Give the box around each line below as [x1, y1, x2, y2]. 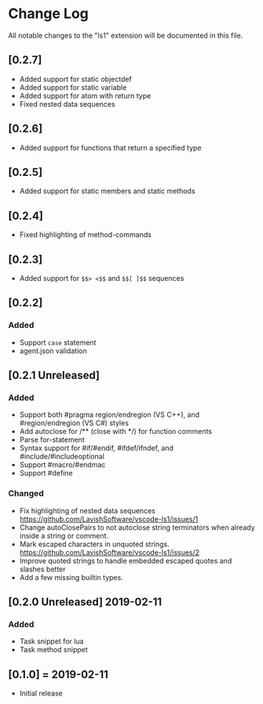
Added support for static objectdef [19, 74, 132, 83]
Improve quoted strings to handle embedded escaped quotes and [19, 556, 232, 565]
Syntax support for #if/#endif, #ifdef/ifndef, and [19, 443, 174, 453]
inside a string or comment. [19, 531, 108, 540]
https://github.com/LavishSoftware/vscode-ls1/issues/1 [19, 514, 199, 523]
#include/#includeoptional [19, 452, 104, 461]
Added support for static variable [19, 82, 127, 92]
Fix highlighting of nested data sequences [19, 505, 155, 515]
